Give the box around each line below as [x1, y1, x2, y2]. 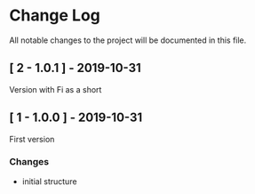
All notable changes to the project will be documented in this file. [9, 35, 247, 45]
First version [9, 133, 55, 144]
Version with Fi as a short [9, 84, 102, 94]
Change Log [9, 5, 100, 26]
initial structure [21, 175, 77, 187]
